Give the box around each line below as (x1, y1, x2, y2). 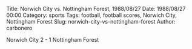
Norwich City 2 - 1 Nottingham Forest (6, 36, 99, 43)
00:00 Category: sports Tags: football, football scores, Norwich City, (6, 11, 177, 19)
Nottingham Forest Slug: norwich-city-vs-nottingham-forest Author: (6, 18, 176, 25)
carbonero (6, 24, 33, 31)
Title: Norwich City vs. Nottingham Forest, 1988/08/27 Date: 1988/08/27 (6, 5, 186, 12)
